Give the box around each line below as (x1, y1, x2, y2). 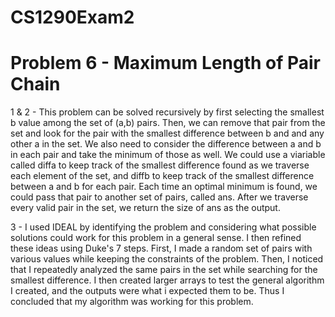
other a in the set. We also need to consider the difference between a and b (10, 138, 322, 150)
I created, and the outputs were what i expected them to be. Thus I (10, 285, 285, 297)
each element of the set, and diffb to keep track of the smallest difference (10, 170, 315, 182)
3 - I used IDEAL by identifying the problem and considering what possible (10, 221, 317, 233)
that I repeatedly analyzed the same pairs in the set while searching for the (10, 264, 318, 276)
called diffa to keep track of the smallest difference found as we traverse (10, 159, 310, 171)
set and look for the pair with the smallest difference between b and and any (10, 127, 325, 140)
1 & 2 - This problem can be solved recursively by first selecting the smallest (10, 106, 325, 118)
